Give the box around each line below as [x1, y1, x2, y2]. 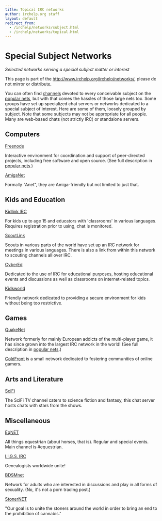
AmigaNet [5, 172, 25, 178]
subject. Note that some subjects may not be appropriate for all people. [5, 111, 147, 117]
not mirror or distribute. [5, 81, 52, 87]
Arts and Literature [5, 375, 64, 383]
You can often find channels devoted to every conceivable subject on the [5, 90, 151, 96]
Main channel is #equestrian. [5, 444, 63, 450]
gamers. [5, 361, 22, 367]
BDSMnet [5, 472, 24, 478]
